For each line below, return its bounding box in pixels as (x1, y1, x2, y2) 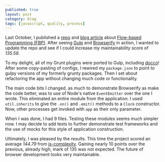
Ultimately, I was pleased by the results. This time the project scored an (5, 136, 151, 142)
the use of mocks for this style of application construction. (5, 126, 124, 132)
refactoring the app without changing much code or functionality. (5, 76, 138, 81)
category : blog (5, 16, 37, 21)
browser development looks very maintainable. (5, 152, 100, 158)
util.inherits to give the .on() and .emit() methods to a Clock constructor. (5, 101, 161, 107)
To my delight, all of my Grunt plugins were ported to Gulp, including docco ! (5, 60, 160, 66)
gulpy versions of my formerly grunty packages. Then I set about (5, 70, 137, 77)
